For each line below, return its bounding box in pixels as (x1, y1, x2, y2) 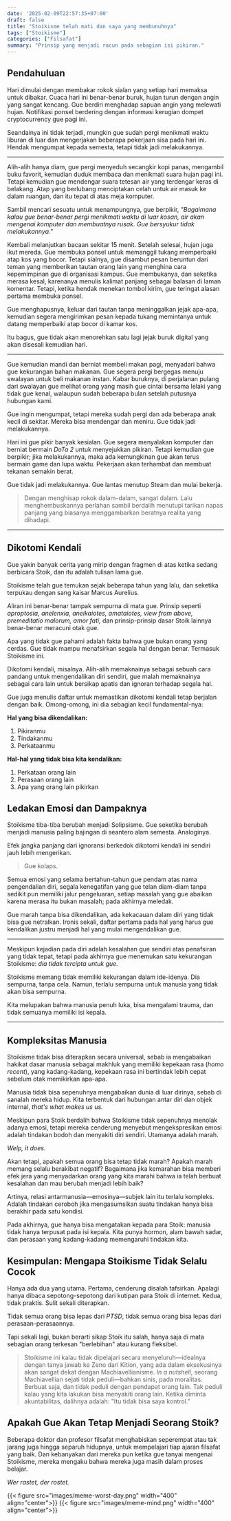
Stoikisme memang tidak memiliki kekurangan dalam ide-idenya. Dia (7, 973, 201, 981)
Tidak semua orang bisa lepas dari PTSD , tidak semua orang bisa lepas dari (7, 1312, 221, 1321)
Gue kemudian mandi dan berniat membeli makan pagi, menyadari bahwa (7, 360, 216, 368)
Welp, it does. (7, 1144, 46, 1152)
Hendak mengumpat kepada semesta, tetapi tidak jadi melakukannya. (7, 142, 204, 151)
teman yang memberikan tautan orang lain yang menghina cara (7, 262, 187, 270)
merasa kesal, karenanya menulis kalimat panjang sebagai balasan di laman (7, 277, 221, 285)
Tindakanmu (16, 734, 53, 742)
